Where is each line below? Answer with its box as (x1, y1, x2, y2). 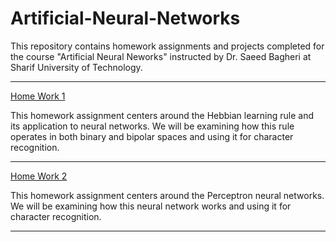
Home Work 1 (10, 90, 66, 102)
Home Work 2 (10, 170, 68, 182)
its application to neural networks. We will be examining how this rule (10, 120, 295, 132)
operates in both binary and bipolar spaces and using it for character (10, 130, 294, 142)
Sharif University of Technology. (10, 61, 143, 73)
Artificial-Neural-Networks (10, 7, 241, 30)
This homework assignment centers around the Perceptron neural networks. (10, 189, 325, 201)
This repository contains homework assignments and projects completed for (10, 40, 325, 52)
